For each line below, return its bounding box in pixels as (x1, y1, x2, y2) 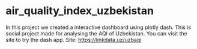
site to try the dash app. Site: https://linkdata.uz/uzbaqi (5, 36, 142, 43)
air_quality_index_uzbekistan (5, 4, 154, 18)
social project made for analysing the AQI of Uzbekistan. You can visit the (5, 30, 187, 37)
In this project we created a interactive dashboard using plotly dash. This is (5, 24, 192, 31)
